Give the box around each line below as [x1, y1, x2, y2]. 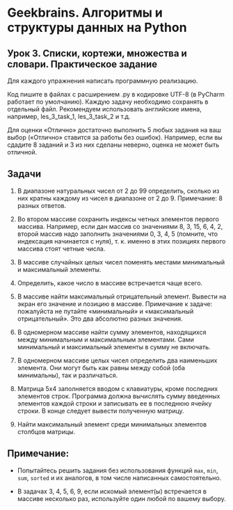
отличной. [7, 148, 38, 156]
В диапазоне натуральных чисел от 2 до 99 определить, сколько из [17, 186, 220, 195]
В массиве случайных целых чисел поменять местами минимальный [17, 257, 225, 266]
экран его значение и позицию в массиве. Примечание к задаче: [17, 299, 213, 308]
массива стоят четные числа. [17, 244, 106, 253]
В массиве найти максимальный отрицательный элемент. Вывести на [17, 292, 227, 301]
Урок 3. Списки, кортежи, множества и [7, 47, 188, 59]
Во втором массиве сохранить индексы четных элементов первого [17, 214, 219, 223]
